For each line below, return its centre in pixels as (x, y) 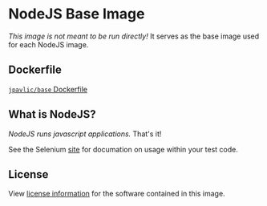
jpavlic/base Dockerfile (48, 89)
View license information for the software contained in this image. (117, 194)
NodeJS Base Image (77, 14)
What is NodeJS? (52, 114)
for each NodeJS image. (49, 44)
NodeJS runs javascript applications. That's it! (85, 134)
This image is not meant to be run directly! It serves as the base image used (134, 36)
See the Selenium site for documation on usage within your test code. (123, 149)
